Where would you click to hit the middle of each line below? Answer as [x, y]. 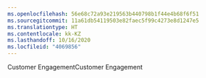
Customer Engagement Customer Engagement [75, 67]
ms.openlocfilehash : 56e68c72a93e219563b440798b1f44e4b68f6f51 [103, 14]
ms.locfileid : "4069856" [44, 47]
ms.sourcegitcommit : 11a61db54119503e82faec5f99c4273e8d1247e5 [103, 21]
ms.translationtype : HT [43, 27]
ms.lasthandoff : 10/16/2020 [49, 40]
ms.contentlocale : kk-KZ [44, 34]
